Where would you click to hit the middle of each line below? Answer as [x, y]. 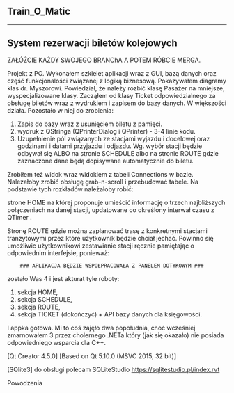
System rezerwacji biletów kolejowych [92, 43]
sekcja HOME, [38, 292]
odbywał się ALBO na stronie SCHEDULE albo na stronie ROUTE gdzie [118, 153]
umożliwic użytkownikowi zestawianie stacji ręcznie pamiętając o [101, 246]
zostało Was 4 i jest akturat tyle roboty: [63, 278]
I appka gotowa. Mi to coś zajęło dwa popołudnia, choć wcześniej [101, 328]
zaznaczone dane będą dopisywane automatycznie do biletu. [105, 161]
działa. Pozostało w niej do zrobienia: [60, 110]
